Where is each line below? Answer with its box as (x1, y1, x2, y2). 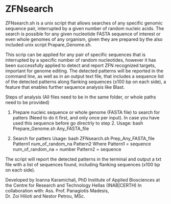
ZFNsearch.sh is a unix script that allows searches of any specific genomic (5, 20, 163, 26)
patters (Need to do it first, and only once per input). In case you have (12, 114, 160, 120)
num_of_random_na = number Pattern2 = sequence (12, 146, 121, 152)
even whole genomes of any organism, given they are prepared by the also (5, 36, 163, 42)
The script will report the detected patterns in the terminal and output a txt (5, 156, 162, 162)
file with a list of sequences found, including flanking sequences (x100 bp (5, 161, 160, 167)
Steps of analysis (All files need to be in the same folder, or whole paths (5, 94, 156, 100)
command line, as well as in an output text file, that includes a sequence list (5, 73, 164, 79)
